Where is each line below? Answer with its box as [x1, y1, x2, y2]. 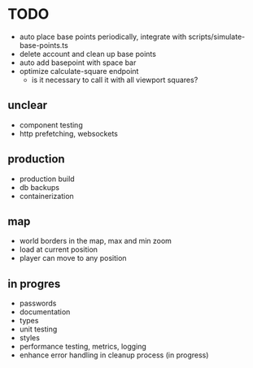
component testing [19, 119, 83, 130]
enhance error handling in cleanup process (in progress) [19, 350, 209, 360]
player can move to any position [19, 253, 127, 263]
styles [19, 333, 40, 343]
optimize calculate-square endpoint [19, 66, 139, 76]
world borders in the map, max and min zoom [19, 236, 172, 246]
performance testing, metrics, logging [19, 342, 147, 352]
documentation [19, 307, 71, 317]
